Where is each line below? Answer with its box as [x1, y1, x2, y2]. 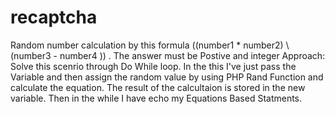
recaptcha [10, 6, 98, 29]
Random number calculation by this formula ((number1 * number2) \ [10, 39, 290, 51]
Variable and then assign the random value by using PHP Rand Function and [10, 71, 324, 83]
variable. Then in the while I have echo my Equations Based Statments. [10, 92, 303, 104]
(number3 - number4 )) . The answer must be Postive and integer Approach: [10, 49, 326, 61]
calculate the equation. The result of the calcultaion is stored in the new [10, 81, 306, 93]
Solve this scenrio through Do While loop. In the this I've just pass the [10, 60, 297, 72]
